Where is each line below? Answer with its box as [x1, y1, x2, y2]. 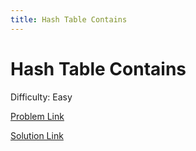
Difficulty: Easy [10, 91, 73, 103]
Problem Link [10, 110, 65, 122]
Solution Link [10, 129, 64, 141]
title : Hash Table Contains [10, 14, 128, 25]
